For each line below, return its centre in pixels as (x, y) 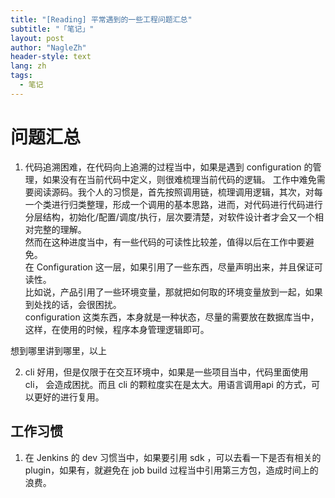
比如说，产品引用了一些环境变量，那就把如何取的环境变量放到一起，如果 (173, 292)
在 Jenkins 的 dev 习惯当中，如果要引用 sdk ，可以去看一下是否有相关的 (173, 457)
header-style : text (51, 57)
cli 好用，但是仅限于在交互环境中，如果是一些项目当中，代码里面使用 (166, 372)
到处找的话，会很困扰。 (73, 304)
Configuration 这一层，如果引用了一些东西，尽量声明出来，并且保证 (175, 267)
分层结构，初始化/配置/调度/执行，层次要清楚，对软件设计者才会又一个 (169, 217)
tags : (21, 76)
